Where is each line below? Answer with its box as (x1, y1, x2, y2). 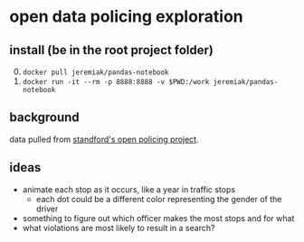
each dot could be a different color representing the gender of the (35, 193, 282, 204)
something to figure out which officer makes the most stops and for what (22, 212, 295, 223)
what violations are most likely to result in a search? (22, 222, 215, 233)
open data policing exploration (9, 6, 244, 27)
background (9, 110, 80, 126)
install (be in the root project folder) (9, 42, 214, 58)
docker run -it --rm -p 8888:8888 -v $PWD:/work (22, 78, 210, 87)
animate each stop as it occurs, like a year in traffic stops (22, 183, 236, 195)
